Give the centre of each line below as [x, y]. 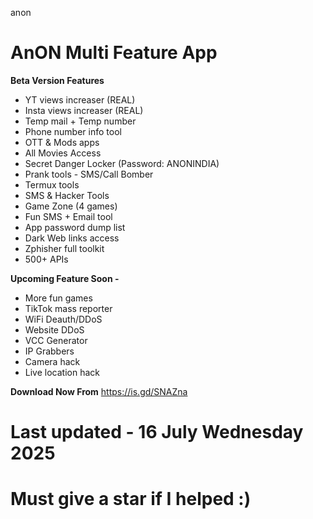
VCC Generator [56, 340]
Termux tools [52, 184]
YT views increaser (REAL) [80, 99]
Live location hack [62, 372]
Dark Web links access [72, 238]
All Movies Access [63, 153]
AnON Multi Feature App [114, 53]
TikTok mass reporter [68, 308]
